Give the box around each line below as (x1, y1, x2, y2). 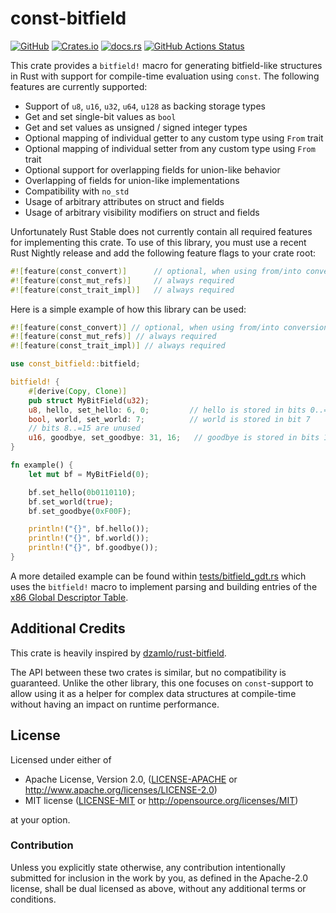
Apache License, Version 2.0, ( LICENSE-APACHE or (24, 773, 238, 785)
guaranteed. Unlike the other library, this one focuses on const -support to (10, 677, 314, 689)
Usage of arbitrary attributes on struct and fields (24, 195, 225, 207)
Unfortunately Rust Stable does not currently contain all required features (10, 225, 313, 237)
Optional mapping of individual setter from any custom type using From (24, 142, 316, 154)
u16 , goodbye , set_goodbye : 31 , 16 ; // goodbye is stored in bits (28, 433, 320, 443)
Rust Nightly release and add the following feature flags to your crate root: (10, 247, 316, 259)
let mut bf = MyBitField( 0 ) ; (28, 469, 150, 479)
